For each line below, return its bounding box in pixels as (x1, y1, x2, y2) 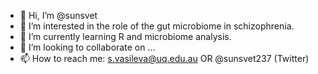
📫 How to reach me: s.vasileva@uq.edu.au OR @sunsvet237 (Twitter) (19, 53, 310, 64)
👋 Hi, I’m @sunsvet (19, 10, 98, 21)
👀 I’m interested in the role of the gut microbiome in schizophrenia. (19, 20, 295, 32)
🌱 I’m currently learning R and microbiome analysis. (19, 31, 232, 42)
